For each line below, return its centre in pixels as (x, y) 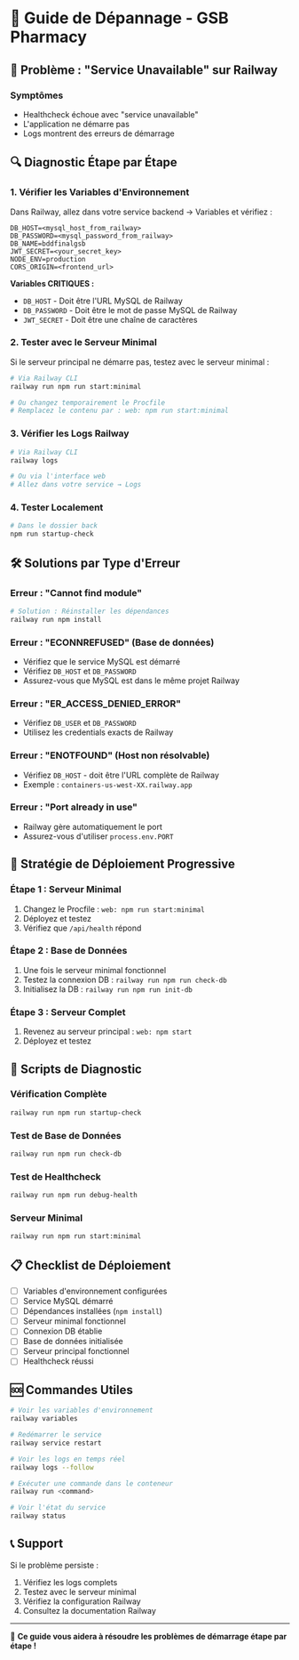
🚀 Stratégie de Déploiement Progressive (123, 864)
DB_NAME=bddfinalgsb (48, 244)
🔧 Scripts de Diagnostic (76, 1069)
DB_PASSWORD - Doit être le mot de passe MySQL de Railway (130, 310)
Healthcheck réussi (58, 1361)
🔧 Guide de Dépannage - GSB (119, 18)
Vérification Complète (59, 1094)
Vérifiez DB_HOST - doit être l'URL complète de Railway (121, 775)
